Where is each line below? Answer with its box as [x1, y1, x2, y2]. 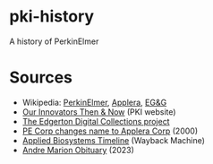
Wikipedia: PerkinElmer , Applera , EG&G [21, 97, 167, 108]
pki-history [9, 6, 95, 27]
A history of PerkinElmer [9, 36, 99, 47]
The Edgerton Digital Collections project [21, 116, 170, 126]
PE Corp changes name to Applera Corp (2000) [21, 125, 199, 136]
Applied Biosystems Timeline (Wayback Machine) [21, 134, 206, 145]
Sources [9, 67, 73, 88]
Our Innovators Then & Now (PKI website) [21, 106, 176, 117]
